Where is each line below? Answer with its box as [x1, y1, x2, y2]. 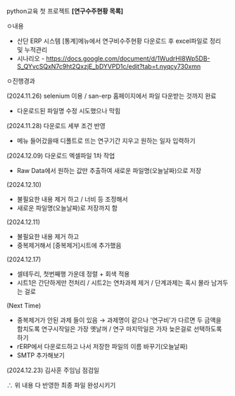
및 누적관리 [16, 46, 48, 53]
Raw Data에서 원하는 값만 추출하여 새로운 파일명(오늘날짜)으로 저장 [16, 167, 202, 174]
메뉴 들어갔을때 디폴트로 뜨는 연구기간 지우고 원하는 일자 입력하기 [16, 136, 196, 145]
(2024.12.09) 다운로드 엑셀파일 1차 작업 [6, 151, 115, 160]
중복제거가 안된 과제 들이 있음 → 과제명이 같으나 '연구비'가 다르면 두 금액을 [16, 316, 222, 324]
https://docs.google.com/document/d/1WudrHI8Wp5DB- [46, 54, 210, 63]
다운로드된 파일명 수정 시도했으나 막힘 [16, 107, 121, 115]
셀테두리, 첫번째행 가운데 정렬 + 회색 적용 [16, 270, 130, 278]
